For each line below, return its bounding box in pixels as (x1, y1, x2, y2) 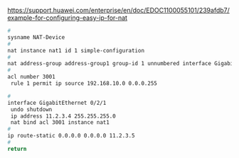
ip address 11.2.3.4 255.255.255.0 (10, 113, 116, 120)
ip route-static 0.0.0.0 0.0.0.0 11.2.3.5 (7, 132, 135, 140)
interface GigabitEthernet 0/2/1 (7, 99, 107, 106)
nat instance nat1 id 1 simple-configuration (7, 47, 144, 54)
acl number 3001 (7, 74, 55, 81)
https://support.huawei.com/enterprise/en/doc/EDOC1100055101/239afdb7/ (7, 6, 230, 14)
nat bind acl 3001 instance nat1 (10, 119, 110, 126)
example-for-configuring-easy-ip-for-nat (7, 13, 128, 22)
